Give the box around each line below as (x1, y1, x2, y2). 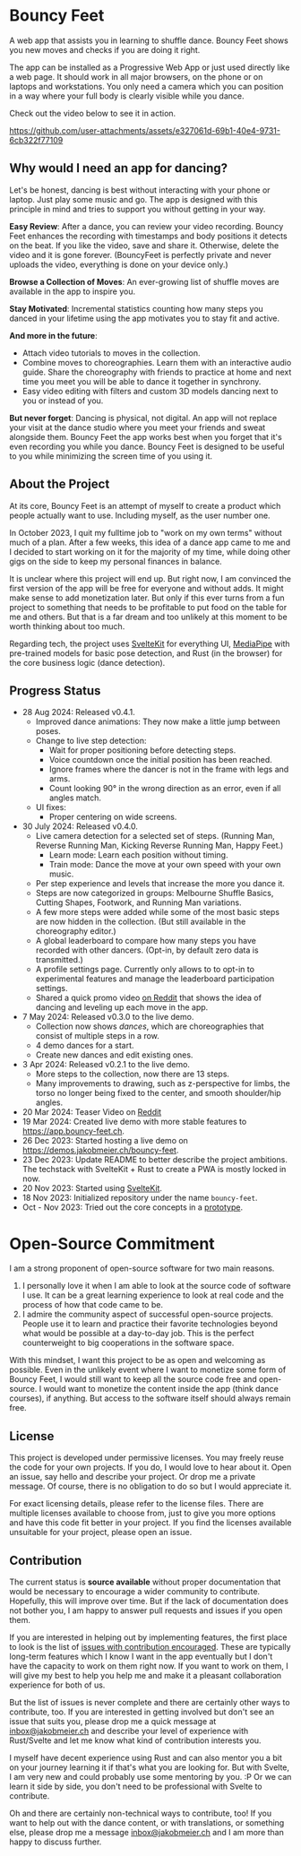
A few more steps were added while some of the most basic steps (35, 907, 280, 918)
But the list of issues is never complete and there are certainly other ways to (9, 1696, 290, 1707)
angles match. (48, 792, 101, 803)
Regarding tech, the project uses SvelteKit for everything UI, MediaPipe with (9, 638, 290, 649)
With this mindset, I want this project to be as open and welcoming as (9, 1355, 266, 1366)
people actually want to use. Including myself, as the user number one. (9, 510, 271, 521)
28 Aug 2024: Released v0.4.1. (21, 707, 136, 718)
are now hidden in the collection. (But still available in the (35, 916, 246, 928)
